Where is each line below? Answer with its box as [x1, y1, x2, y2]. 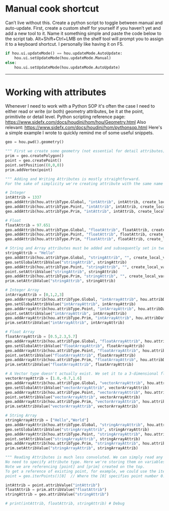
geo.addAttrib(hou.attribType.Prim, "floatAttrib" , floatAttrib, [5, 237, 145, 242]
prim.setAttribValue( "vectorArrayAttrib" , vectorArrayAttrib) [5, 404, 138, 409]
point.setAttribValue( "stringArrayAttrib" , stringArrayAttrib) [5, 436, 141, 442]
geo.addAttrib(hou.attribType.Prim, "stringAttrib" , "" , [5, 274, 127, 279]
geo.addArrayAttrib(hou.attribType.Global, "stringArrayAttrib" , [5, 422, 145, 428]
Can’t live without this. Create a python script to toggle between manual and [5, 20, 163, 26]
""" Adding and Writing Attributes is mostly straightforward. [5, 177, 141, 182]
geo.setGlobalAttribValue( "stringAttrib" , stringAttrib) [5, 260, 127, 265]
